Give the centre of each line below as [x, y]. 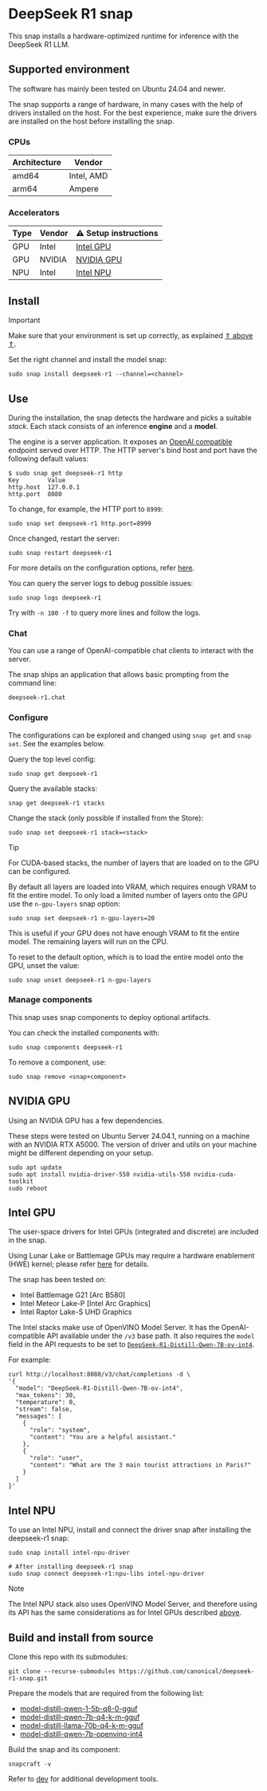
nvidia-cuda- [216, 1174]
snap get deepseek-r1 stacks [57, 803]
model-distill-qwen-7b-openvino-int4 [81, 1734]
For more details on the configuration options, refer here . [102, 568]
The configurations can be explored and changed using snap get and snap [130, 735]
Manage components [51, 1000]
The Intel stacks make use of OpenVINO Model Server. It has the [114, 1328]
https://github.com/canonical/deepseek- [187, 1671]
